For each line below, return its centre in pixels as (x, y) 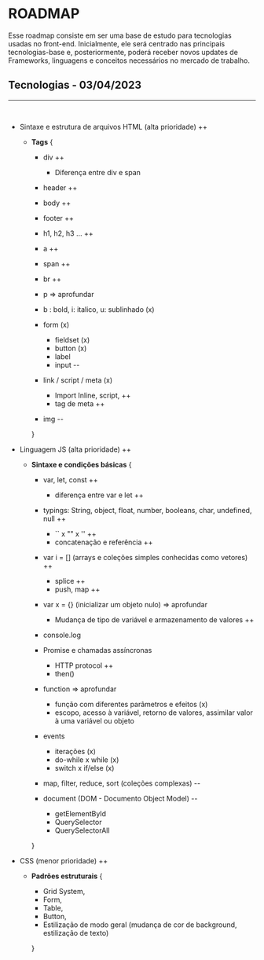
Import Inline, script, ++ (93, 395)
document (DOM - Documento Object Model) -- (120, 798)
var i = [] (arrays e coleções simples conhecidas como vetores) (145, 557)
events (54, 736)
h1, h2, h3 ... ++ (68, 233)
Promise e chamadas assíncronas (97, 650)
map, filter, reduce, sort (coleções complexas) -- (122, 783)
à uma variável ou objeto (95, 720)
